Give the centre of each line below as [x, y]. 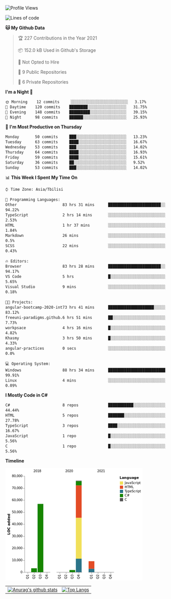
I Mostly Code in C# [27, 395]
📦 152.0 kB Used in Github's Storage [57, 50]
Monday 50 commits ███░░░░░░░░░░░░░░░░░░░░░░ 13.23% [76, 137]
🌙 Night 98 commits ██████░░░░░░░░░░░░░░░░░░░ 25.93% [76, 117]
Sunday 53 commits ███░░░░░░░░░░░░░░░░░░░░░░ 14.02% [76, 168]
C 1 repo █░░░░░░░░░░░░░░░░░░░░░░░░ [86, 446]
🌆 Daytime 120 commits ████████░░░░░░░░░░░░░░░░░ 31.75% [76, 107]
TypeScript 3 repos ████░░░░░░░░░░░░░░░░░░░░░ [86, 426]
